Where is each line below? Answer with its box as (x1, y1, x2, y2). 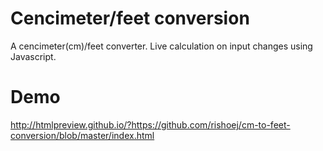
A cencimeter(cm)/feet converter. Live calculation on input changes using (10, 40, 313, 52)
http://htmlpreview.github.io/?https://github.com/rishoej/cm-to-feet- (10, 118, 291, 131)
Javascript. (10, 50, 57, 62)
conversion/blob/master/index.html (10, 129, 155, 141)
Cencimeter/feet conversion (10, 7, 250, 30)
